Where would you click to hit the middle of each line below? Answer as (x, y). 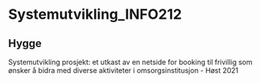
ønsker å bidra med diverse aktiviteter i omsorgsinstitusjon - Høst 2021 (123, 70)
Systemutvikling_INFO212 (95, 14)
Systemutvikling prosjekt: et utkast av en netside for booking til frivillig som (130, 62)
